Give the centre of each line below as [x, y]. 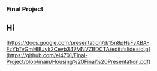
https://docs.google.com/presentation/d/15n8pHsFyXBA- [78, 42]
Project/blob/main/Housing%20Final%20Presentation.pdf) [78, 61]
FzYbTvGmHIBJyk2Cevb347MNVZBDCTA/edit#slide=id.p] [78, 49]
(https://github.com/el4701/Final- [47, 55]
